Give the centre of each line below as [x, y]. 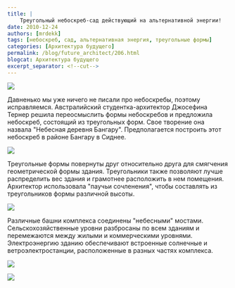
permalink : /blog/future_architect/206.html [74, 54]
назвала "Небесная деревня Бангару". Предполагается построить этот [114, 129]
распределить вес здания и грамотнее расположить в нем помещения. [115, 179]
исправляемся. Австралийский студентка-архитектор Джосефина [107, 107]
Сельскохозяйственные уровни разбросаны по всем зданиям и [103, 228]
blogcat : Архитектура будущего [53, 60]
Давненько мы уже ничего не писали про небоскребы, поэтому [104, 99]
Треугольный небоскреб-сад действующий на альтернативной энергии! [121, 20]
